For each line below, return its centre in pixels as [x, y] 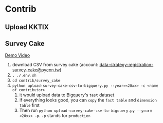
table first [29, 105]
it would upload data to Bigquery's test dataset [67, 95]
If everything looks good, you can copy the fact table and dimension [88, 100]
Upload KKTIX [27, 27]
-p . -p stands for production [63, 116]
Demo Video [18, 55]
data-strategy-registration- [127, 65]
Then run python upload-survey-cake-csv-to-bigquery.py [77, 110]
